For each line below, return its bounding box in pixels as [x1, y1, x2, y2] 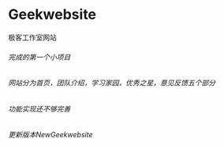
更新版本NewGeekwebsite [8, 130, 93, 140]
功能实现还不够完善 [8, 104, 71, 114]
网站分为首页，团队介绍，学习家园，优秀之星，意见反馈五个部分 [8, 78, 215, 88]
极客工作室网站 [8, 32, 57, 42]
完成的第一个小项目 [8, 52, 71, 62]
